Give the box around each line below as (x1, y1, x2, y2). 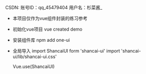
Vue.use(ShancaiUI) (12, 63, 55, 69)
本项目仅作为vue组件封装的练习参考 (12, 15, 88, 21)
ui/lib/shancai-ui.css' (12, 54, 57, 60)
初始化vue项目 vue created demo (12, 26, 82, 32)
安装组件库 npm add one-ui (12, 37, 70, 43)
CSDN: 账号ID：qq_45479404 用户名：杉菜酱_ (5, 5, 103, 10)
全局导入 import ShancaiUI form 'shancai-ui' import (12, 48, 121, 54)
